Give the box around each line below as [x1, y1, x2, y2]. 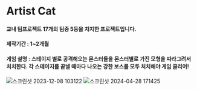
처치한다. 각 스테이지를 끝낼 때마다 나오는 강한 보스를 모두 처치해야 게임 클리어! [6, 62, 189, 70]
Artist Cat [6, 4, 56, 18]
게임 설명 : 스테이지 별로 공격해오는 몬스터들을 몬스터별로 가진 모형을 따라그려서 [6, 55, 192, 62]
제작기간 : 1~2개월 [6, 40, 50, 48]
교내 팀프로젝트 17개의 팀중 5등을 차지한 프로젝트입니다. [6, 25, 137, 33]
